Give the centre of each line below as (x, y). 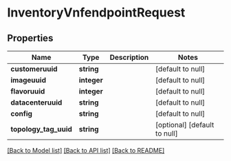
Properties (30, 38)
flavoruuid (28, 91)
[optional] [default (185, 125)
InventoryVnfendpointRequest (96, 13)
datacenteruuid (36, 103)
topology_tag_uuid (41, 129)
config (22, 114)
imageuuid (29, 80)
